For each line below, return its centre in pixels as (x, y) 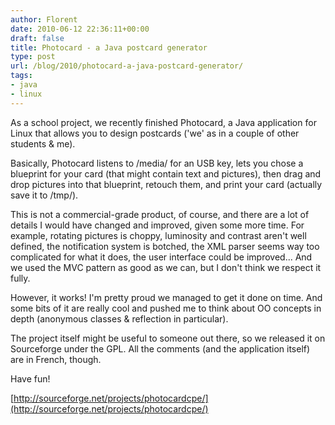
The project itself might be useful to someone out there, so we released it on (168, 338)
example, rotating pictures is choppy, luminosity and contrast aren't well (158, 235)
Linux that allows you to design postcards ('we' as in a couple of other (155, 133)
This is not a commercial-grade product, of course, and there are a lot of (160, 214)
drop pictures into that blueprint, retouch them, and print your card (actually (166, 184)
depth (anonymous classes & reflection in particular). (119, 318)
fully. (20, 278)
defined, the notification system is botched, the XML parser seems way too (165, 246)
